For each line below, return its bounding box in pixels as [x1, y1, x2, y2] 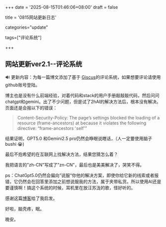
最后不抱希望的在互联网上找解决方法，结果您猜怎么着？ [5, 151, 118, 157]
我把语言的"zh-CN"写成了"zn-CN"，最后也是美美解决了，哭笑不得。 [5, 162, 145, 168]
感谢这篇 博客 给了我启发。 [5, 195, 57, 201]
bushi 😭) [5, 141, 25, 147]
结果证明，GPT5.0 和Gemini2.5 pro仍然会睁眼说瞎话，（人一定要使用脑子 [5, 135, 153, 141]
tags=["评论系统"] [5, 35, 42, 40]
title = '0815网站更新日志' [5, 14, 57, 20]
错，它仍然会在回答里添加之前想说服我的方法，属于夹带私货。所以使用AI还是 [5, 178, 162, 184]
